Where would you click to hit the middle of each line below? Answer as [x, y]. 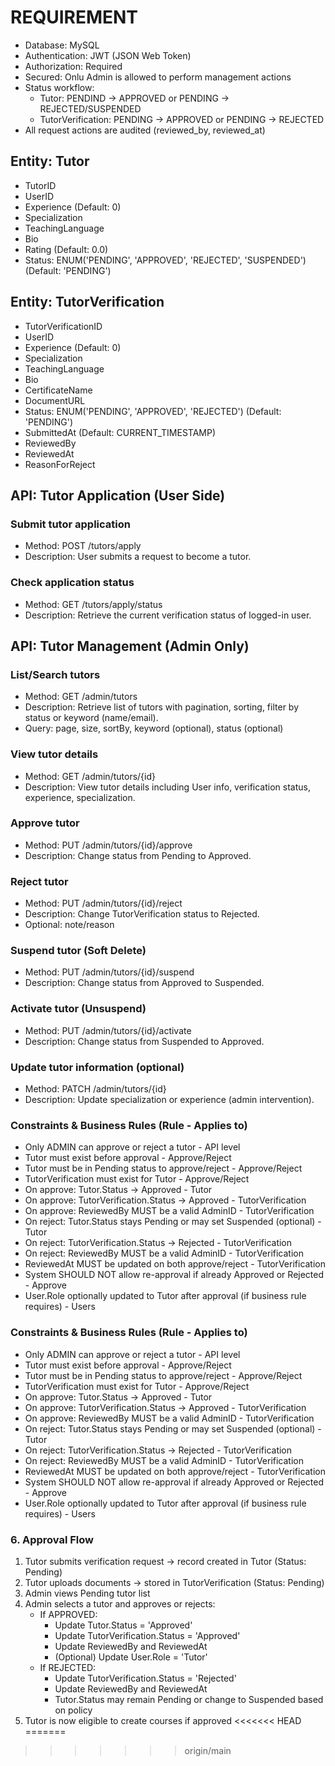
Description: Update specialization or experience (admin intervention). [169, 1100]
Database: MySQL [62, 45]
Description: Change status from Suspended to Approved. [144, 1041]
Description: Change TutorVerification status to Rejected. [142, 914]
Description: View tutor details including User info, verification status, [167, 787]
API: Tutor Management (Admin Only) [130, 646]
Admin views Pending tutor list [87, 1593]
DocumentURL [55, 400]
